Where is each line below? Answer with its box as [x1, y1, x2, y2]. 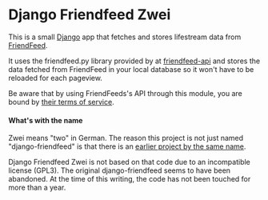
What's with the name [8, 115, 83, 125]
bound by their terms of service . [8, 97, 114, 106]
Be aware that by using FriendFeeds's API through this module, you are [8, 88, 242, 98]
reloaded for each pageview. [8, 73, 102, 82]
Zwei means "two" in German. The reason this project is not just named [8, 134, 244, 143]
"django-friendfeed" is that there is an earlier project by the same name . [8, 142, 246, 151]
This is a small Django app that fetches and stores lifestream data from [8, 32, 242, 42]
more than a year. [8, 182, 66, 193]
